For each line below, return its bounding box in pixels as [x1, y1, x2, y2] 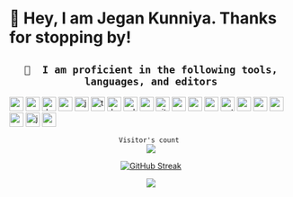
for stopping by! [9, 27, 132, 48]
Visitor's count [118, 136, 180, 145]
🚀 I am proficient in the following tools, [23, 63, 279, 76]
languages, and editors [84, 75, 218, 88]
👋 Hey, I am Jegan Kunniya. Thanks [9, 8, 277, 29]
